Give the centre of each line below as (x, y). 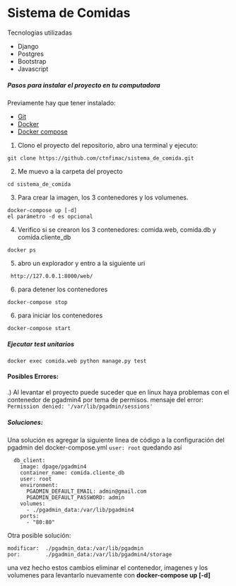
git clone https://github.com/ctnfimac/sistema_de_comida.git (101, 158)
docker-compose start (39, 328)
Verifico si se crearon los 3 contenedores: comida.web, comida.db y (117, 229)
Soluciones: (25, 422)
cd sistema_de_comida (39, 184)
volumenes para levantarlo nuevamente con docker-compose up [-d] (109, 575)
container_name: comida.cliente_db (72, 473)
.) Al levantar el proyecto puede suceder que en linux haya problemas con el (118, 392)
